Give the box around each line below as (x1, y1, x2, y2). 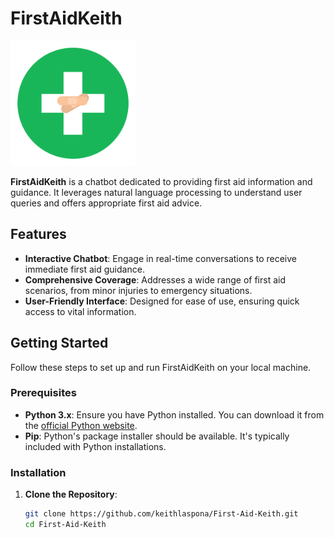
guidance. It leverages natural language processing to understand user (10, 186, 303, 198)
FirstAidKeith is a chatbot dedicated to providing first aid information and (10, 175, 313, 187)
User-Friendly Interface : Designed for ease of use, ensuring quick (24, 295, 300, 307)
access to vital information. (24, 305, 137, 317)
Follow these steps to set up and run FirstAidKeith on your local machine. (10, 361, 312, 373)
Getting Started (10, 335, 109, 352)
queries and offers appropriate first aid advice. (10, 197, 203, 209)
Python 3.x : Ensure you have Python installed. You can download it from (24, 408, 325, 421)
